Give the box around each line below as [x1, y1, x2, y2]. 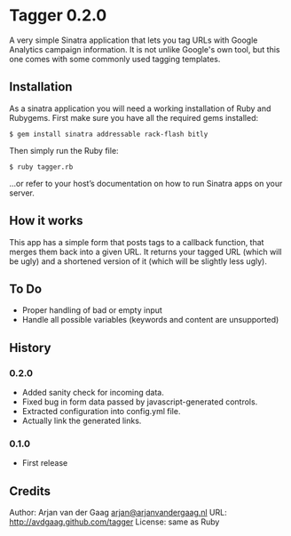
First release [21, 458, 68, 468]
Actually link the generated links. [21, 415, 142, 427]
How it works [9, 213, 83, 228]
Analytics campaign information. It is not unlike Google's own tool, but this [9, 44, 280, 54]
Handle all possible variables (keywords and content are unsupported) [21, 315, 279, 325]
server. [9, 188, 35, 198]
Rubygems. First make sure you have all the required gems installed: [9, 112, 259, 123]
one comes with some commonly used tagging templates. [9, 53, 221, 64]
